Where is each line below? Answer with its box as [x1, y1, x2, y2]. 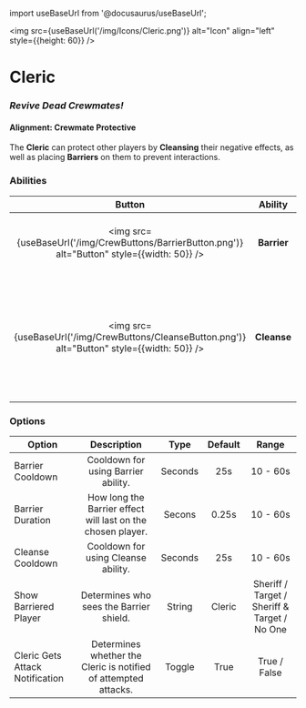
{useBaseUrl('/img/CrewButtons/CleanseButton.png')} [14, 330, 247, 343]
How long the [87, 491, 145, 503]
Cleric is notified [80, 660, 152, 673]
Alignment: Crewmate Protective [9, 122, 137, 133]
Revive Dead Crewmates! [9, 99, 125, 112]
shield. [101, 612, 130, 624]
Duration [14, 513, 52, 526]
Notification [14, 672, 64, 684]
